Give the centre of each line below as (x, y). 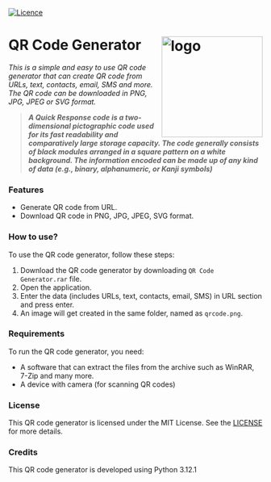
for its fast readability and (73, 134)
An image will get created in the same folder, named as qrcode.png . (131, 313)
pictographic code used (113, 126)
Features (26, 190)
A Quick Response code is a (76, 117)
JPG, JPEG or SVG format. (52, 102)
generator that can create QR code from (75, 76)
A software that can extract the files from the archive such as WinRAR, (137, 367)
